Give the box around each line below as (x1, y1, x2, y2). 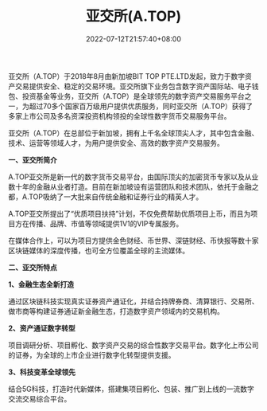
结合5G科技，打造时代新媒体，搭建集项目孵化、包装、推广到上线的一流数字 (8, 384, 254, 393)
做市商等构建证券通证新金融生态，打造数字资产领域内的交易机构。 (8, 306, 224, 315)
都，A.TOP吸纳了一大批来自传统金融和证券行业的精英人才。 (8, 192, 203, 202)
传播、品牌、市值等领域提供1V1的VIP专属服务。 (29, 218, 184, 228)
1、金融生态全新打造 (8, 280, 75, 289)
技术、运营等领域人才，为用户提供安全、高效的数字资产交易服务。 (8, 138, 224, 147)
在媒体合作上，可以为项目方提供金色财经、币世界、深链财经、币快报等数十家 (8, 236, 259, 245)
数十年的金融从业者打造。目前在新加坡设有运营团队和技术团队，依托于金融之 (8, 182, 259, 191)
